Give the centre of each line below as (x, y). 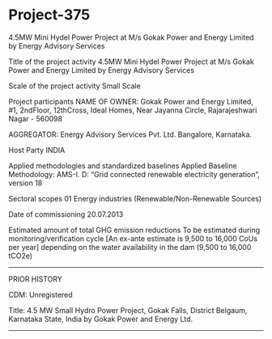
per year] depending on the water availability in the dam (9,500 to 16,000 (130, 247)
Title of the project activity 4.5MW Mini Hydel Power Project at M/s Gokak (132, 61)
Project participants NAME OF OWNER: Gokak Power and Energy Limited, (131, 101)
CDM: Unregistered (40, 295)
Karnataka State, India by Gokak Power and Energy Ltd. (101, 319)
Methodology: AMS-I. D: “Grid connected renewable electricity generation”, (134, 174)
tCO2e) (21, 256)
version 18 (25, 183)
